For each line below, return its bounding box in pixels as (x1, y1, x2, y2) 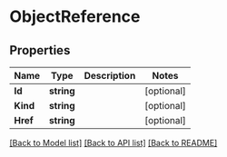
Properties (9, 43, 71, 58)
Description (84, 70, 136, 82)
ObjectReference (9, 6, 141, 27)
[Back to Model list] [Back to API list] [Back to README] (9, 138, 218, 148)
